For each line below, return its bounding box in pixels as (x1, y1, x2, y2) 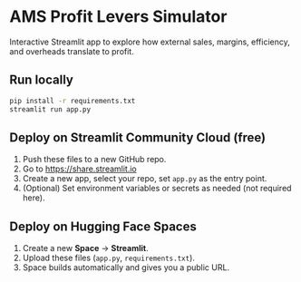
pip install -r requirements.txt (9, 96, 136, 105)
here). (22, 192, 45, 203)
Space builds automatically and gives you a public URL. (22, 262, 229, 273)
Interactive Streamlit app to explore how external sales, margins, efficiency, (9, 36, 290, 47)
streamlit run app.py (9, 104, 92, 114)
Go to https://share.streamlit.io (22, 163, 138, 174)
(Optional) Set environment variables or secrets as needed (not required (22, 183, 292, 194)
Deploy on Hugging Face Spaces (9, 219, 197, 234)
